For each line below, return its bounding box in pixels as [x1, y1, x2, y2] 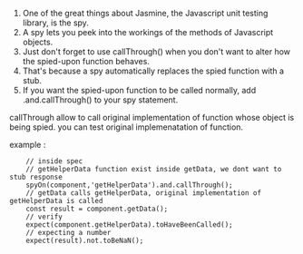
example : [9, 140, 46, 150]
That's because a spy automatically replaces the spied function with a [22, 65, 284, 76]
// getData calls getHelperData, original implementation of [25, 189, 261, 198]
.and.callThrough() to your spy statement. [22, 94, 179, 105]
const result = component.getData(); [25, 204, 169, 213]
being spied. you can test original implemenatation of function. [9, 122, 243, 132]
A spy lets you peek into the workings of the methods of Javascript [22, 27, 274, 37]
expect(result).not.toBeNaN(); [25, 236, 144, 245]
